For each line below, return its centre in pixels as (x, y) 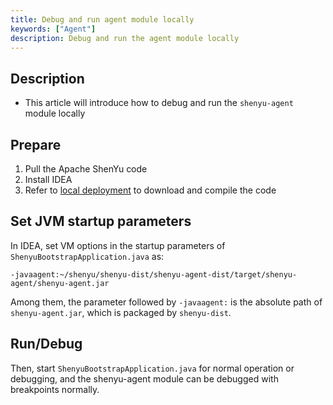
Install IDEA (48, 179)
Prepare (36, 144)
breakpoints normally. (55, 389)
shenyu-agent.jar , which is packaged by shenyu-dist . (121, 312)
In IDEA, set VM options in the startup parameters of (118, 245)
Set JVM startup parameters (101, 221)
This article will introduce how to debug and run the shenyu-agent (159, 103)
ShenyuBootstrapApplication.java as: (87, 256)
